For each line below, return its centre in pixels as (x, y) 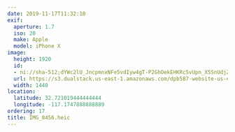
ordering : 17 (26, 111)
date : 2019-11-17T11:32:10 (47, 14)
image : (17, 53)
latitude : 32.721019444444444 (57, 98)
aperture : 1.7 (34, 27)
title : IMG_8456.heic (39, 117)
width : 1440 (31, 85)
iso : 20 (25, 33)
